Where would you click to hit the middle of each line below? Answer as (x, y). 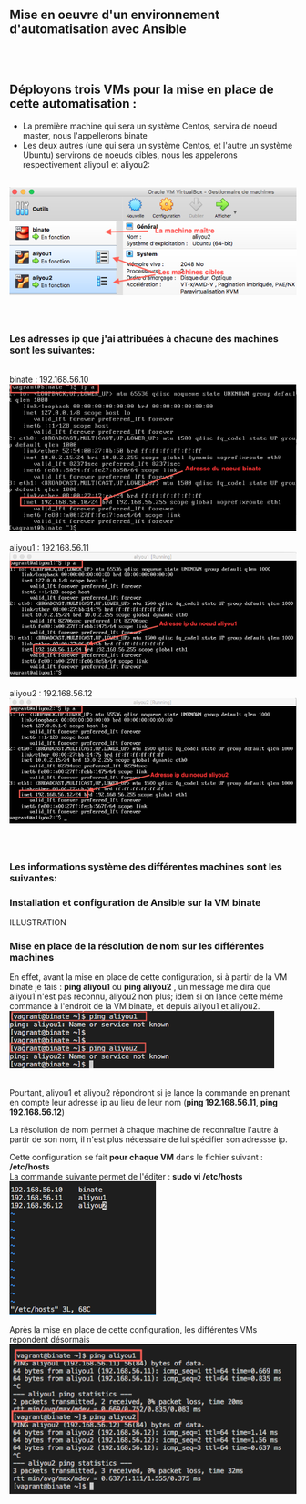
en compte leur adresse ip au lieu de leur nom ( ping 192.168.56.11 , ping (143, 1103)
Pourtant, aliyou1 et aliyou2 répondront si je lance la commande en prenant (150, 1093)
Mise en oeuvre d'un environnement (115, 15)
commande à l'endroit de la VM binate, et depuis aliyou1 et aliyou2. (135, 1006)
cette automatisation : (73, 104)
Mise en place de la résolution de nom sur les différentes (137, 945)
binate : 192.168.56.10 (49, 380)
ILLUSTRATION (38, 922)
